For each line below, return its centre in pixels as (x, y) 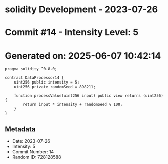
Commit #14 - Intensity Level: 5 (72, 33)
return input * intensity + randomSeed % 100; (73, 105)
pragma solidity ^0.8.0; (31, 69)
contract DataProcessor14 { (34, 78)
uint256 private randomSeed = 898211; (55, 87)
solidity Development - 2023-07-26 (81, 9)
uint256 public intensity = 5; (47, 83)
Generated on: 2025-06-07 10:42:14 (83, 55)
